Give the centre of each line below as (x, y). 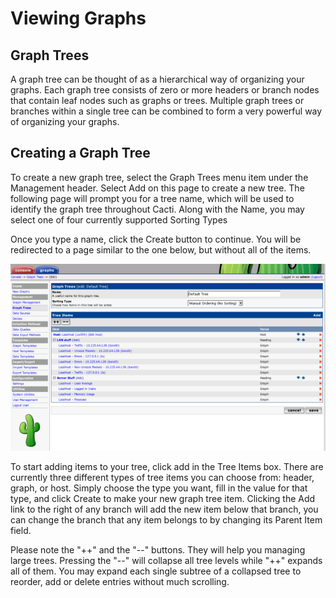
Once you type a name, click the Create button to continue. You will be (156, 239)
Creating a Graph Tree (80, 153)
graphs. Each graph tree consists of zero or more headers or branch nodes (165, 90)
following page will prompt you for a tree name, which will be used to (152, 198)
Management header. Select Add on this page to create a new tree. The (157, 188)
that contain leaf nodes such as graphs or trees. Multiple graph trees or (157, 100)
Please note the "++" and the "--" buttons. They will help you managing (158, 549)
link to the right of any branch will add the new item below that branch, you (164, 509)
